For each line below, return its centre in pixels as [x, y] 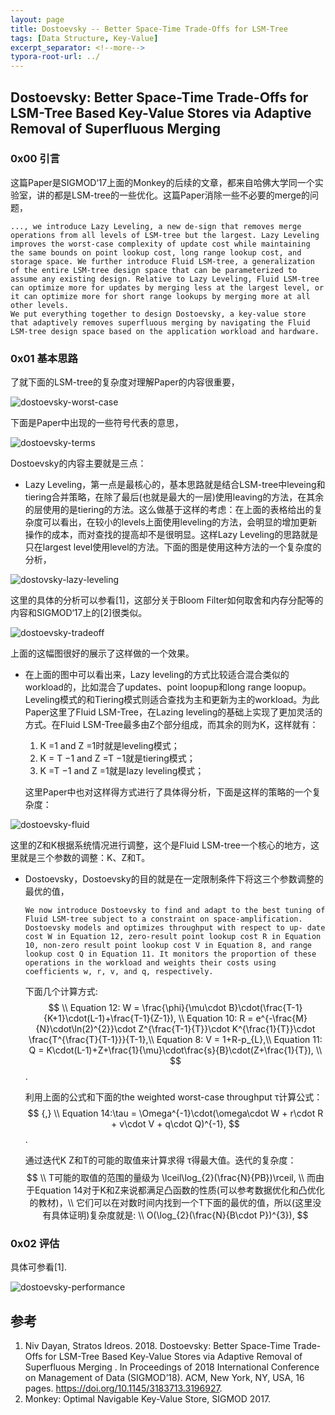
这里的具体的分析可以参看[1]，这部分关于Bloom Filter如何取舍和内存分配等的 [167, 600]
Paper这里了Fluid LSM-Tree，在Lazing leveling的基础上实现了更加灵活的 [173, 712]
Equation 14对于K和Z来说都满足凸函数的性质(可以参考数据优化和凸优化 [179, 1190]
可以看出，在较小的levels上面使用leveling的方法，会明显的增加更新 [180, 522]
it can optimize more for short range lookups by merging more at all [160, 296]
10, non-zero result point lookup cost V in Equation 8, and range [168, 946]
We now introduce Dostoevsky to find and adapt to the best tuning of [175, 911]
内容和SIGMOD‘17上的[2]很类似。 [79, 613]
